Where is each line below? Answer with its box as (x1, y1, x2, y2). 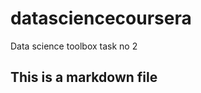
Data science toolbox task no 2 (10, 40, 138, 52)
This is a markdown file (10, 69, 158, 86)
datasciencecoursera (10, 7, 192, 30)
